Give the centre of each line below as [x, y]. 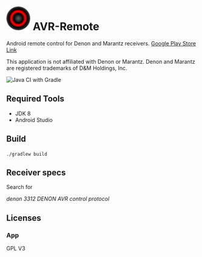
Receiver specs [36, 172]
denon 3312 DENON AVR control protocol [58, 199]
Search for [19, 187]
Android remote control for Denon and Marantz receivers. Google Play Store [101, 43]
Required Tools [35, 99]
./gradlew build [27, 154]
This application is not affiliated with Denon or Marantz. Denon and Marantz [101, 61]
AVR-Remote [66, 27]
